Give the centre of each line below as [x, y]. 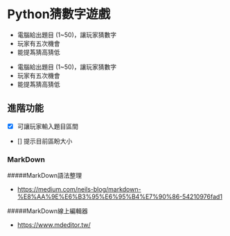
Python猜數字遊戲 [59, 14]
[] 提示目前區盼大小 [45, 141]
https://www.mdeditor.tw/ [54, 225]
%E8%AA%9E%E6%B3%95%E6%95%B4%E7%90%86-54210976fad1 [120, 197]
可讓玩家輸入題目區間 [47, 126]
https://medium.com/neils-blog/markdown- [79, 189]
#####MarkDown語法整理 [44, 176]
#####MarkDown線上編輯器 [47, 211]
